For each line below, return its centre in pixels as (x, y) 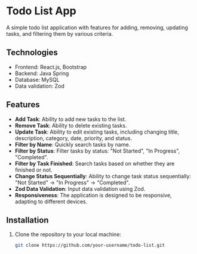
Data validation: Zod (39, 86)
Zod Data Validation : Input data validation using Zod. (80, 188)
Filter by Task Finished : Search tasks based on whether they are (95, 163)
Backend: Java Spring (42, 73)
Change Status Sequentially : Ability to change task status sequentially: (103, 176)
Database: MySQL (37, 79)
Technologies (32, 53)
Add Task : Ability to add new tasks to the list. (70, 119)
